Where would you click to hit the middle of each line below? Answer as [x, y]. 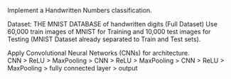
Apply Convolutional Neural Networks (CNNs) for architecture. [98, 53]
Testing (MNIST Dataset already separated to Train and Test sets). [104, 39]
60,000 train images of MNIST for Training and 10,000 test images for [109, 32]
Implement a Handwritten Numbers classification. [80, 10]
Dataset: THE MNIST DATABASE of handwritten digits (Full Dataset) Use [113, 24]
